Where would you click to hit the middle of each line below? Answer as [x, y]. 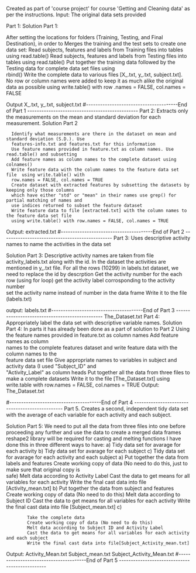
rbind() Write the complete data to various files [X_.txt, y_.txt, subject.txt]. [94, 75]
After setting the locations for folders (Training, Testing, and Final [85, 37]
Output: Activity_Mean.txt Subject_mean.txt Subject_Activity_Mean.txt [90, 554]
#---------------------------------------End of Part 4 [70, 402]
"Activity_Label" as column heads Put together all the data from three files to [98, 372]
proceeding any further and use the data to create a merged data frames [94, 432]
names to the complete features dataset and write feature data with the [92, 348]
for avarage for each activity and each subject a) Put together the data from [97, 457]
